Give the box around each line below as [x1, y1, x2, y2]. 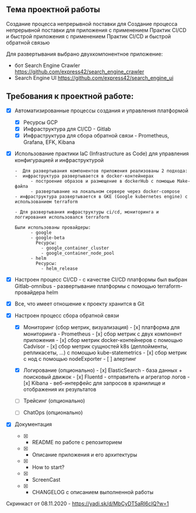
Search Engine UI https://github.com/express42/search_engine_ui [14, 74, 174, 81]
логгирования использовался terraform [14, 214, 109, 220]
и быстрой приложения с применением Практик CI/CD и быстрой [6, 32, 171, 40]
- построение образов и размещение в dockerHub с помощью [30, 178, 175, 184]
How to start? [32, 464, 65, 471]
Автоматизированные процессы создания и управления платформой [14, 107, 188, 114]
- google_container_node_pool [40, 250, 115, 256]
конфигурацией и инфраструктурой [14, 156, 104, 163]
